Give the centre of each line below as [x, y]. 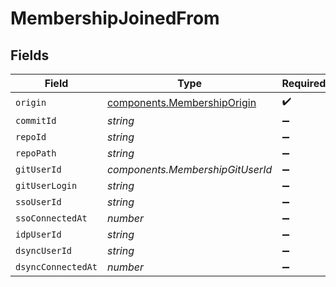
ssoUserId [38, 202]
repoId [31, 137]
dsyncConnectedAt [56, 267]
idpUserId [38, 234]
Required [304, 83]
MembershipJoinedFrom [115, 18]
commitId [36, 120]
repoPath [36, 153]
